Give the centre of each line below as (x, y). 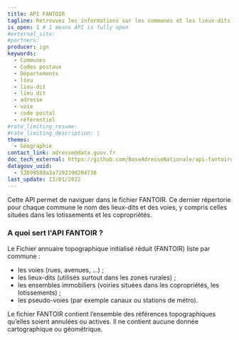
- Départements (36, 73)
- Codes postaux (38, 67)
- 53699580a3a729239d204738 (55, 172)
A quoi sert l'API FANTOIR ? (55, 233)
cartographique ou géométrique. (55, 329)
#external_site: (31, 34)
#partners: (23, 41)
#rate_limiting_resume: (43, 126)
